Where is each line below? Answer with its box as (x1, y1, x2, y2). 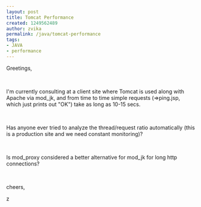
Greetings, (6, 64, 32, 72)
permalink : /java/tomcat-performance (6, 31, 101, 37)
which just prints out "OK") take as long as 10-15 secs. (6, 100, 141, 108)
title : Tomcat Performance (6, 14, 74, 20)
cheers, (6, 183, 25, 190)
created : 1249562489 (6, 20, 58, 26)
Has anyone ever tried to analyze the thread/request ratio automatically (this (6, 124, 196, 131)
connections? (6, 160, 40, 167)
